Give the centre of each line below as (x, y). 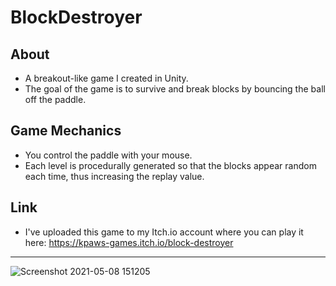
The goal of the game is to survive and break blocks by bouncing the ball (175, 89)
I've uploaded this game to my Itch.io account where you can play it (164, 232)
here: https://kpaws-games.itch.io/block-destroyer (129, 242)
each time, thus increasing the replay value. (114, 176)
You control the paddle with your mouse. (108, 155)
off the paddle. (55, 99)
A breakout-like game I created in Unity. (106, 78)
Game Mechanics (66, 131)
